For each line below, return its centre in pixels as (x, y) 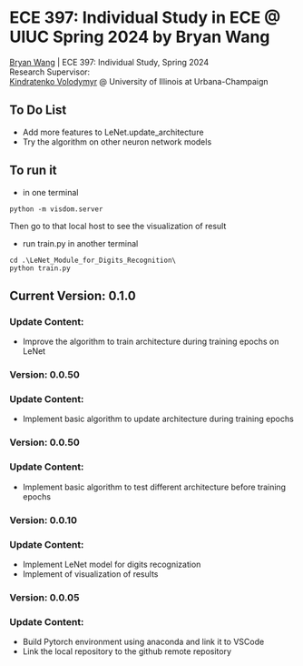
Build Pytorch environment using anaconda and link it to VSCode (143, 642)
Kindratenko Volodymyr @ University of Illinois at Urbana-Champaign (139, 81)
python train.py (40, 268)
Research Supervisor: (50, 72)
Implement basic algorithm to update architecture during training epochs (158, 419)
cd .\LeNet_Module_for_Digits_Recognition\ (93, 260)
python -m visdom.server (56, 209)
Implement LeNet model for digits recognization (112, 564)
